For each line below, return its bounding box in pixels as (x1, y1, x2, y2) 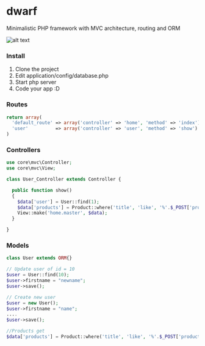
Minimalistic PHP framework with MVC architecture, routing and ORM (6, 24, 181, 32)
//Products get (6, 328, 45, 334)
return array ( (6, 114, 43, 120)
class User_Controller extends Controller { (6, 176, 121, 183)
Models (6, 241, 29, 249)
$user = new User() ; (6, 300, 59, 306)
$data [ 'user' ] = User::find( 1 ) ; (17, 199, 99, 205)
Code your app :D (15, 85, 60, 92)
